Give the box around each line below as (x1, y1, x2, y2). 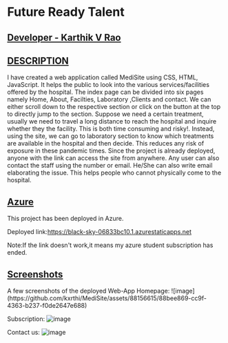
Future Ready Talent (7, 4, 125, 20)
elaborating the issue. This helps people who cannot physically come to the (7, 168, 222, 177)
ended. (7, 248, 28, 257)
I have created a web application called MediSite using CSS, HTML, (7, 73, 198, 81)
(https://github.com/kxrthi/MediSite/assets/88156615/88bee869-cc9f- (7, 294, 207, 302)
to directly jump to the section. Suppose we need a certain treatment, (7, 110, 205, 118)
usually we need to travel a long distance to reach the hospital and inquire (7, 117, 217, 126)
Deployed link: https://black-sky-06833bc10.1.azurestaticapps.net (7, 228, 191, 236)
